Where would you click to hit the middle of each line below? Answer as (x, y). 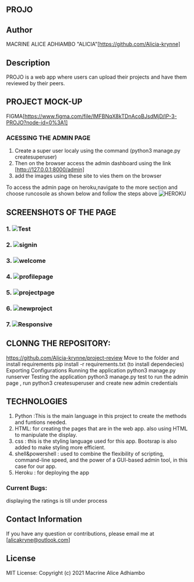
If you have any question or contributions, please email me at (80, 533)
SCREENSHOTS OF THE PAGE (61, 212)
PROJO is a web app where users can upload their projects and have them (96, 77)
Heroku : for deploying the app (52, 472)
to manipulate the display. (46, 435)
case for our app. (36, 466)
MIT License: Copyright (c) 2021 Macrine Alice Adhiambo (76, 573)
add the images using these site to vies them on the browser (88, 176)
